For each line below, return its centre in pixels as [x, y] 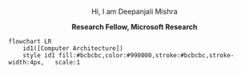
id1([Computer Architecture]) [73, 49]
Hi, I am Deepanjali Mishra [135, 12]
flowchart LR [30, 41]
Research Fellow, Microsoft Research [135, 27]
